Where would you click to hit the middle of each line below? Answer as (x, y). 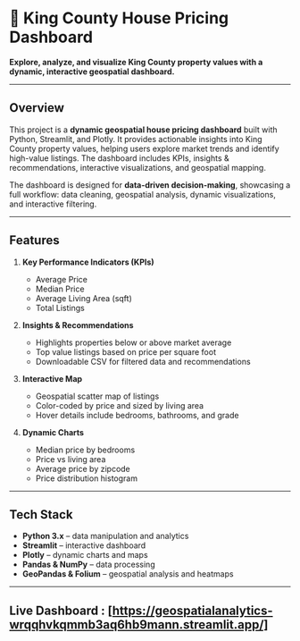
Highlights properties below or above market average (133, 342)
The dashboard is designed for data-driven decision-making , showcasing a (150, 185)
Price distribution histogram (87, 478)
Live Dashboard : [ (61, 610)
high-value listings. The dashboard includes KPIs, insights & (119, 158)
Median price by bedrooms (85, 450)
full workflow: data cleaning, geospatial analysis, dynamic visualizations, (143, 194)
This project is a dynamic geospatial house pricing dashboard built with (144, 130)
